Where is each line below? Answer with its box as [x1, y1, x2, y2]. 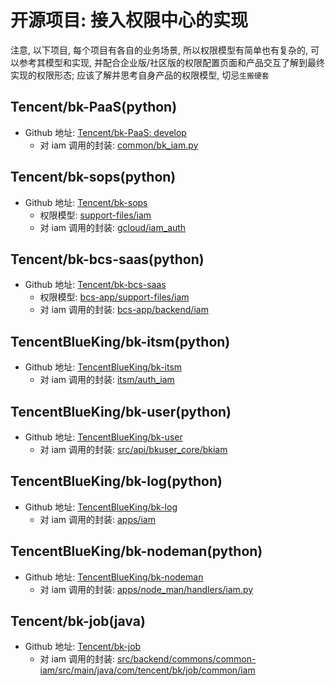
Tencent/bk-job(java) [10, 613, 146, 630]
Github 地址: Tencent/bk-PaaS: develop [24, 126, 187, 138]
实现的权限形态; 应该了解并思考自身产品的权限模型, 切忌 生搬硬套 [10, 69, 270, 81]
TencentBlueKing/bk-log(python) [10, 473, 223, 490]
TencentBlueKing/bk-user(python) [10, 403, 232, 420]
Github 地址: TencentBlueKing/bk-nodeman [24, 571, 204, 583]
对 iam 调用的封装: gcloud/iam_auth [39, 221, 187, 233]
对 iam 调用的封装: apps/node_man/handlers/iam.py [39, 583, 254, 595]
